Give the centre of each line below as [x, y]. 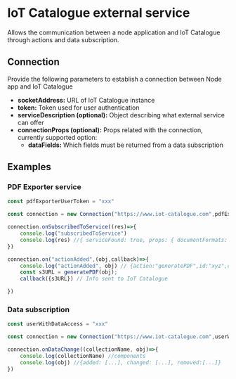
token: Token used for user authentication [78, 108]
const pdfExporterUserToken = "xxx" [61, 202]
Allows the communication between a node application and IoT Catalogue [114, 32]
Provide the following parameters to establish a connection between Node [115, 79]
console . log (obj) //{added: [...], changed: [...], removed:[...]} [120, 362]
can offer [31, 122]
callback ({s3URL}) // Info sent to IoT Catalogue [94, 279]
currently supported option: [57, 137]
